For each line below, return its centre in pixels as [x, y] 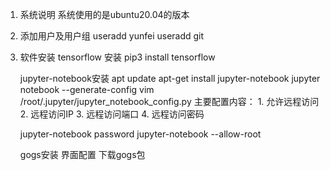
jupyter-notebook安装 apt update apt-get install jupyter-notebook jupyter [170, 78]
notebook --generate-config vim [87, 89]
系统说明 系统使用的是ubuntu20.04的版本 [104, 14]
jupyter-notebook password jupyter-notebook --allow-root [140, 134]
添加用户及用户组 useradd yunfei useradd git [112, 36]
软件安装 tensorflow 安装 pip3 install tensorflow [117, 57]
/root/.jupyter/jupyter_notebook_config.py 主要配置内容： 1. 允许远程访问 [169, 101]
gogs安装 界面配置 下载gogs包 [82, 154]
